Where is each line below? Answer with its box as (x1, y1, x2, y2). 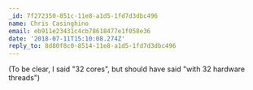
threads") (8, 73, 41, 83)
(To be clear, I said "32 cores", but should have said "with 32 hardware (8, 64, 246, 74)
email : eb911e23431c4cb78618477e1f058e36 (8, 27, 151, 35)
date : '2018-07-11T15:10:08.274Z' (8, 34, 126, 43)
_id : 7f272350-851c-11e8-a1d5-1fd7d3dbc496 (8, 11, 159, 20)
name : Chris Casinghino (8, 19, 89, 28)
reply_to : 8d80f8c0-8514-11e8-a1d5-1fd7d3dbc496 (8, 42, 177, 50)
